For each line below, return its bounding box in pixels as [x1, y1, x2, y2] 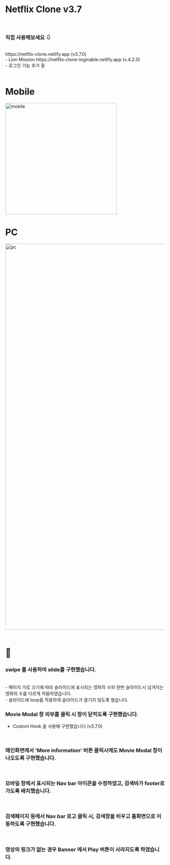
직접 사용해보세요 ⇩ [5, 34, 52, 41]
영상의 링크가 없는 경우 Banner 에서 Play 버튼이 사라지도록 [5, 846, 140, 853]
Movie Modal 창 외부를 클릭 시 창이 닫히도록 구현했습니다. [5, 710, 139, 718]
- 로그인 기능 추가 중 [5, 62, 46, 69]
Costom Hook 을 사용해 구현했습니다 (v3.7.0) [12, 723, 103, 729]
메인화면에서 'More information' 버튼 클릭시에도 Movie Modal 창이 [5, 746, 163, 754]
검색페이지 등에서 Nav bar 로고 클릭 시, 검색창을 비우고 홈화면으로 [5, 813, 156, 820]
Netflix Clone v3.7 [5, 4, 82, 15]
